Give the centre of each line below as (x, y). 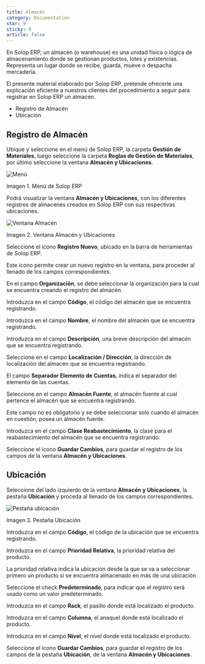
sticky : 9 (19, 29)
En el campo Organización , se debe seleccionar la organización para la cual (103, 284)
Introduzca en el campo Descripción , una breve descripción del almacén (99, 339)
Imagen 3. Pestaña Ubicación (44, 520)
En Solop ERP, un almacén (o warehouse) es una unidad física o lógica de (99, 52)
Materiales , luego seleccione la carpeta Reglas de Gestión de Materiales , (100, 156)
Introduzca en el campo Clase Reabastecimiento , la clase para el (89, 431)
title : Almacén (26, 12)
